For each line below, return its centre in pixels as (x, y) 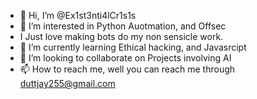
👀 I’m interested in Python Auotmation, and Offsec (123, 26)
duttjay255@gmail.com (67, 83)
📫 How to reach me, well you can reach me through (127, 69)
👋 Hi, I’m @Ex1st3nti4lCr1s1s (78, 15)
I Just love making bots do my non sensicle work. (121, 36)
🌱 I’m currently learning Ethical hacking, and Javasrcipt (133, 47)
